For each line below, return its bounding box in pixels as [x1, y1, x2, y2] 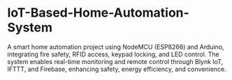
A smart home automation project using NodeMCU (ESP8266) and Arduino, [7, 42, 224, 51]
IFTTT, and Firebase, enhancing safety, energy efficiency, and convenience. [7, 65, 226, 73]
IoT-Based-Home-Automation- [7, 5, 190, 21]
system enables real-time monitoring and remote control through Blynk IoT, [7, 57, 224, 65]
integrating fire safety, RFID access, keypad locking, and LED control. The [7, 50, 219, 58]
